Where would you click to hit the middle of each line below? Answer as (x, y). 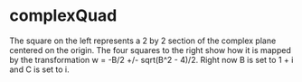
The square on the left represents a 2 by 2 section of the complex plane (143, 41)
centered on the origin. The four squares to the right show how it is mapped (150, 50)
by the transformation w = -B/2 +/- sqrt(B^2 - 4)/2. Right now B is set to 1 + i (151, 59)
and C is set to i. (39, 69)
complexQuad (63, 16)
